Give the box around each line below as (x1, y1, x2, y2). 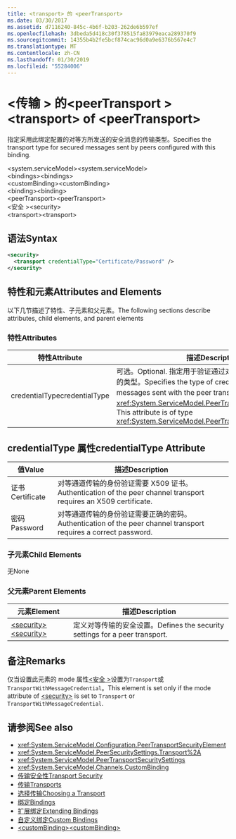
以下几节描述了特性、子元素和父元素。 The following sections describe (7, 306, 211, 314)
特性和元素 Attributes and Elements (7, 286, 162, 298)
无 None (7, 567, 29, 575)
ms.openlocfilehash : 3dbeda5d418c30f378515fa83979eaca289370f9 (7, 30, 197, 37)
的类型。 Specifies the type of (116, 377, 214, 387)
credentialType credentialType (11, 391, 110, 400)
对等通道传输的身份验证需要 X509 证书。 (57, 478, 193, 488)
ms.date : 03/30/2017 (7, 17, 68, 24)
